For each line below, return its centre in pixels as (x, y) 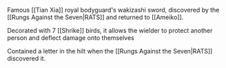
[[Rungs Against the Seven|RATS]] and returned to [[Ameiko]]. (95, 17)
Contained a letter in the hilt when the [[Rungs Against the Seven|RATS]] (110, 51)
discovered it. (27, 58)
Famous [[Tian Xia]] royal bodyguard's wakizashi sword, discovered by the (113, 10)
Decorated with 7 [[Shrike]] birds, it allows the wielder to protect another (110, 31)
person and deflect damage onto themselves (71, 38)
